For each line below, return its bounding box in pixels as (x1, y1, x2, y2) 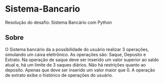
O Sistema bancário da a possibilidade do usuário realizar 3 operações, (5, 46, 149, 52)
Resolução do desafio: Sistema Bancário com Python (5, 19, 112, 25)
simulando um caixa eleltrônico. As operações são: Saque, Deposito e (5, 51, 146, 57)
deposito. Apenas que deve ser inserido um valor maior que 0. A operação (5, 67, 155, 73)
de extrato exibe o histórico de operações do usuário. (5, 72, 114, 78)
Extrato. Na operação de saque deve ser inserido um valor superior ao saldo (5, 57, 159, 63)
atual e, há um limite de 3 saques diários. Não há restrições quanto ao (5, 62, 146, 67)
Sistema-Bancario (5, 3, 80, 15)
